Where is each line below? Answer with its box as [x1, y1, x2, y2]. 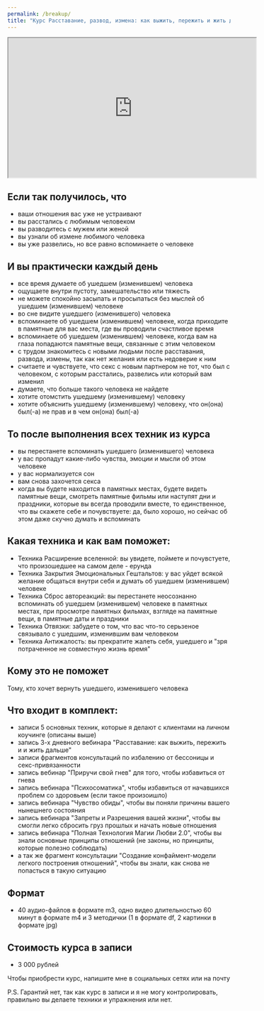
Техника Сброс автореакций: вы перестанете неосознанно [17, 592, 197, 600]
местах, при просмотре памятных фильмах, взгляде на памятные [17, 607, 218, 615]
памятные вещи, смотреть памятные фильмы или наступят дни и [17, 492, 216, 500]
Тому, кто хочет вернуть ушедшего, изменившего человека [7, 684, 189, 692]
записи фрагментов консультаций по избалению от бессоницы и [17, 753, 214, 762]
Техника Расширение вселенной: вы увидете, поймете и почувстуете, [17, 554, 231, 563]
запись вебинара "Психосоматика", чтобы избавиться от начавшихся [17, 783, 229, 792]
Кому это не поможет [7, 665, 109, 678]
